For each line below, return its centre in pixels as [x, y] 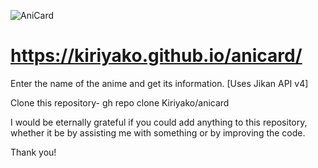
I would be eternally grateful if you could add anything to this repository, [159, 122]
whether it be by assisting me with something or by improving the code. [158, 132]
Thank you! [33, 152]
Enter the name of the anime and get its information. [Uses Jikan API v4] [159, 83]
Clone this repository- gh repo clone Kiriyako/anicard [120, 102]
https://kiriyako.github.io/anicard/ [156, 56]
